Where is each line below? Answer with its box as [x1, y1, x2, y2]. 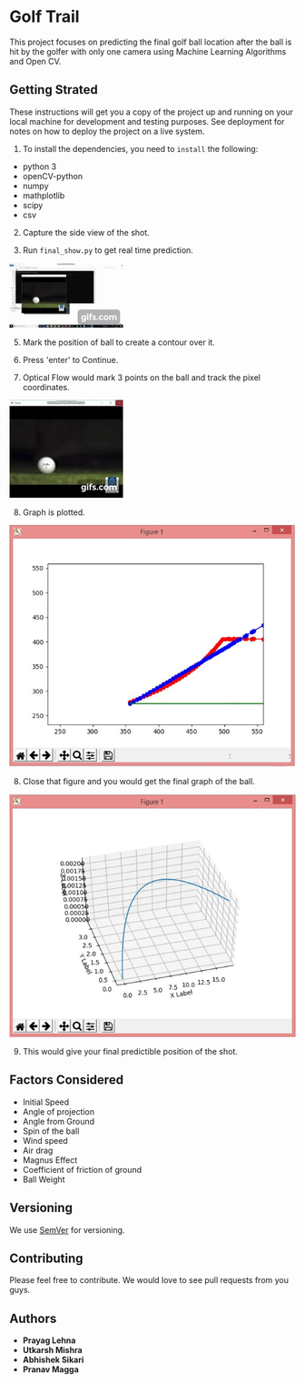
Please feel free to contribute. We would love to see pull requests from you [9, 1275, 289, 1286]
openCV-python [22, 170, 84, 181]
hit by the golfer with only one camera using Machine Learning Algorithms [9, 45, 287, 56]
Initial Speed [22, 1096, 70, 1107]
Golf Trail [9, 6, 80, 27]
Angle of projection [22, 1106, 95, 1116]
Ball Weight [22, 1174, 65, 1185]
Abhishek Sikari [22, 1354, 84, 1366]
